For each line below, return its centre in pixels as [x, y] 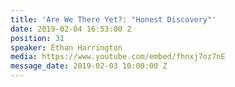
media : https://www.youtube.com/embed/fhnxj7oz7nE [118, 57]
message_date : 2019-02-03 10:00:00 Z [89, 66]
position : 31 [37, 38]
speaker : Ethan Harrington [66, 47]
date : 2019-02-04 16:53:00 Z [71, 29]
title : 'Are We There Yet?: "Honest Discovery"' [113, 19]
